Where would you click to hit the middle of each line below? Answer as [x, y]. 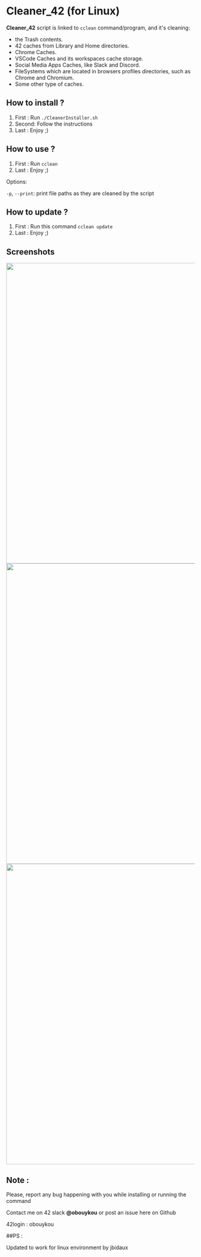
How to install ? [35, 103]
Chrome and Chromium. [44, 78]
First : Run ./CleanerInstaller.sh [56, 117]
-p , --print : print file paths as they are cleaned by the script [80, 193]
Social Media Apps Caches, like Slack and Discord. [77, 65]
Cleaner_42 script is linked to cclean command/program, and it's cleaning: [98, 28]
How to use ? [31, 149]
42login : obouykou [30, 1224]
